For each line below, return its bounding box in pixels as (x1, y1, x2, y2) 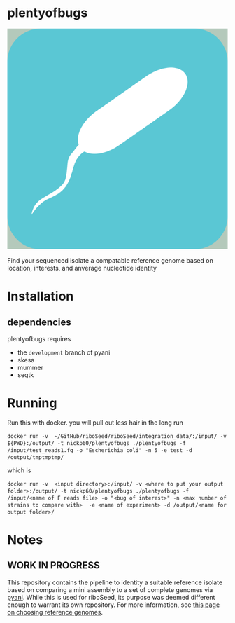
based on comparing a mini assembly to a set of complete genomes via (7, 585, 213, 594)
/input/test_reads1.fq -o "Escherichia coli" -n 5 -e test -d (7, 446, 192, 453)
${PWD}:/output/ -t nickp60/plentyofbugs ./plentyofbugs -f (7, 439, 187, 446)
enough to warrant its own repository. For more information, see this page (7, 601, 220, 609)
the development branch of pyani (17, 348, 111, 357)
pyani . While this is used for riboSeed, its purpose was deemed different (7, 593, 215, 601)
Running (7, 395, 57, 411)
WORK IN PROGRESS (7, 559, 100, 572)
